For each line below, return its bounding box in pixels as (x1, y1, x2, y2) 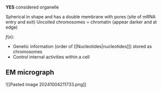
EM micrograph (5, 68, 54, 77)
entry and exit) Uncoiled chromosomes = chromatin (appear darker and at (5, 19, 157, 25)
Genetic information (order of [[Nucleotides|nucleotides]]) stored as (12, 44, 152, 49)
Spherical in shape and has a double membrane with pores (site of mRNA (5, 14, 156, 19)
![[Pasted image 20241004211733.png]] (5, 81, 86, 87)
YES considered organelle (5, 4, 59, 10)
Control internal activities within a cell (12, 54, 90, 60)
